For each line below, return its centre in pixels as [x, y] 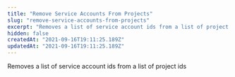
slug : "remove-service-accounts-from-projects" [79, 20]
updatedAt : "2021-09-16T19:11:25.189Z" [66, 46]
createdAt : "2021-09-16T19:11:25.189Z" [66, 40]
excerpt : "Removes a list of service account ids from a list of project [118, 27]
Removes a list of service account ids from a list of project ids [97, 66]
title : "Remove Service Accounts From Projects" [80, 14]
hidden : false [28, 33]
